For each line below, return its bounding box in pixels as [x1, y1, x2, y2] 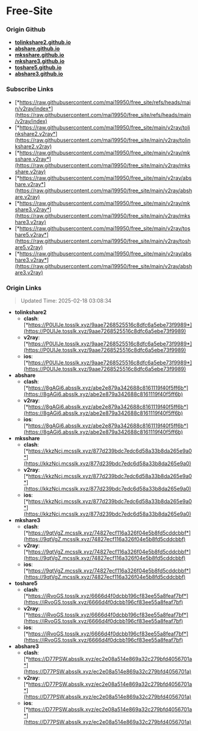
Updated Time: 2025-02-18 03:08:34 [20, 297, 112, 304]
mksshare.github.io [14, 52, 64, 59]
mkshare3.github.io [14, 58, 65, 65]
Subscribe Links [6, 85, 54, 93]
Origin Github [6, 26, 46, 34]
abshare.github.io [14, 45, 60, 52]
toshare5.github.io [14, 64, 62, 71]
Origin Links [6, 284, 42, 292]
